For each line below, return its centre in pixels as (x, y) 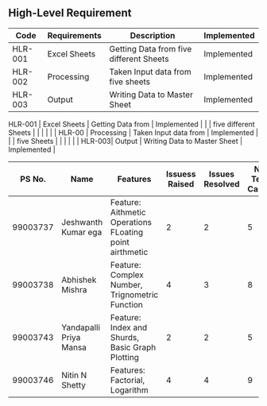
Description (153, 35)
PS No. (33, 179)
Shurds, (125, 337)
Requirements (74, 35)
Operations (131, 222)
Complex (127, 275)
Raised (181, 184)
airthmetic (129, 252)
